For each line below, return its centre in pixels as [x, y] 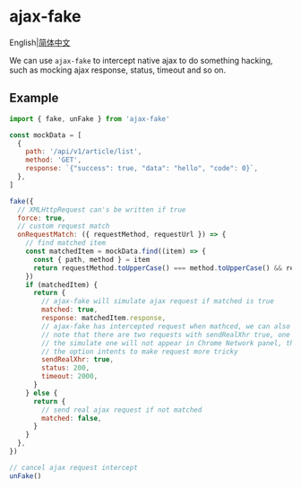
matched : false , [72, 418]
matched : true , [70, 310]
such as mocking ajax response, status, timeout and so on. [118, 70]
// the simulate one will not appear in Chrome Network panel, [162, 343]
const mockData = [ [46, 135]
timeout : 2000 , [70, 377]
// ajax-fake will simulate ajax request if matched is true [158, 301]
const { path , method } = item [91, 259]
